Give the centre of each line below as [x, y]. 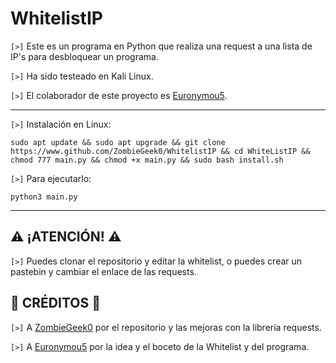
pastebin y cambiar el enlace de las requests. [103, 271]
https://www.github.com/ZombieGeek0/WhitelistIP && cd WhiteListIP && [160, 151]
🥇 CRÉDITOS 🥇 [55, 303]
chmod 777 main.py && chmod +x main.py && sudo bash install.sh [147, 160]
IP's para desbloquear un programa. [84, 56]
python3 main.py [44, 197]
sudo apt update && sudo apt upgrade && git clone [118, 142]
